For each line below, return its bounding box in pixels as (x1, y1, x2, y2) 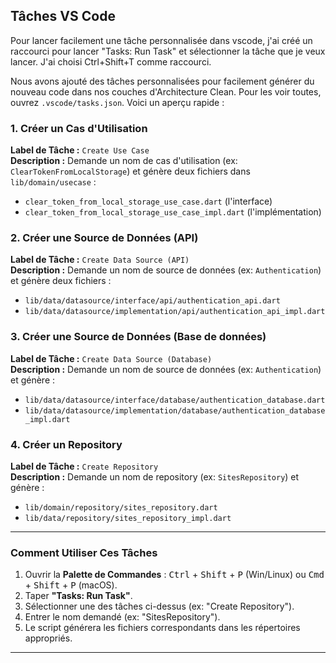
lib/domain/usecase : (10, 176, 97, 188)
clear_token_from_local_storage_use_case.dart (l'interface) (24, 195, 273, 208)
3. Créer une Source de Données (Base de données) (10, 330, 267, 344)
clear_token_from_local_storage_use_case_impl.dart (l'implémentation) (24, 206, 322, 218)
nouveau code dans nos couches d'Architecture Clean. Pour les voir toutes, (10, 85, 322, 98)
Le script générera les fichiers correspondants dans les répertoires (24, 622, 301, 634)
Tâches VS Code (10, 8, 116, 25)
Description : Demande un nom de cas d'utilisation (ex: (10, 155, 238, 167)
